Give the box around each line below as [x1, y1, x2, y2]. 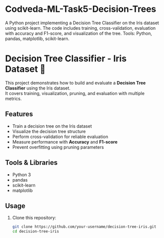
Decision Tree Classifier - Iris [5, 53, 127, 64]
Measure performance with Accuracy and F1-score [12, 139, 118, 144]
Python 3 [12, 172, 31, 178]
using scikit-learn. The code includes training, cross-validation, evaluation [5, 25, 156, 31]
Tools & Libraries [5, 158, 58, 167]
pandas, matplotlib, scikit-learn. [5, 36, 70, 42]
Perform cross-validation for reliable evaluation [12, 134, 109, 140]
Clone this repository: [12, 215, 56, 221]
